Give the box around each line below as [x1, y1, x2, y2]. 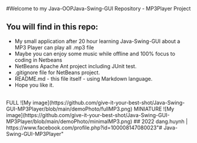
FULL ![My [6, 99, 32, 106]
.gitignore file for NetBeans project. [14, 69, 100, 76]
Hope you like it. [14, 81, 54, 88]
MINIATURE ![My [133, 105, 175, 112]
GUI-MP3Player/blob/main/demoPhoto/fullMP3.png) [6, 105, 133, 112]
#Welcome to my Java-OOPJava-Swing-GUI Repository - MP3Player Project [6, 5, 191, 12]
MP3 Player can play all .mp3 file [14, 44, 94, 51]
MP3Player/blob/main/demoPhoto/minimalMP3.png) [6, 118, 132, 125]
